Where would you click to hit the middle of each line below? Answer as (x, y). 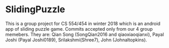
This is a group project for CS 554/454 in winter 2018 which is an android (83, 23)
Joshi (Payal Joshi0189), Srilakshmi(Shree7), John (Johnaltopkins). (76, 40)
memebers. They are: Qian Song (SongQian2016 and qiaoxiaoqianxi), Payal (85, 34)
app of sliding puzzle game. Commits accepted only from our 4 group (79, 29)
